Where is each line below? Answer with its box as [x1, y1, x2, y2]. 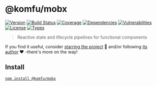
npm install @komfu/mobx [5, 76, 56, 81]
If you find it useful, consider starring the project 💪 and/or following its [5, 43, 148, 49]
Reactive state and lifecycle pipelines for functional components [17, 34, 148, 40]
